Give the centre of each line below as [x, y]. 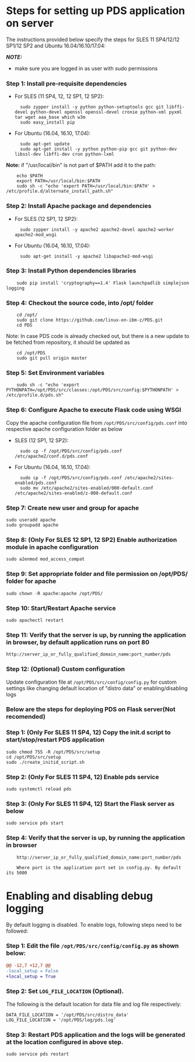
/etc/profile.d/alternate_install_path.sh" [60, 192]
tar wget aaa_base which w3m [50, 117]
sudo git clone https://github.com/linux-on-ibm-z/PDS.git [90, 320]
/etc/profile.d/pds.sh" [35, 395]
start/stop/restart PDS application [55, 740]
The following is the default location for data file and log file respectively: [94, 1004]
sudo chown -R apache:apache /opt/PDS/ [55, 593]
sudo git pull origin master [52, 358]
